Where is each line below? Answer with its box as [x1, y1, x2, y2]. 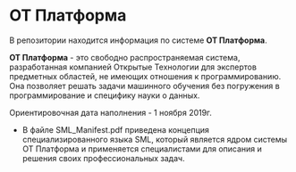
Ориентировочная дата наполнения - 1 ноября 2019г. [9, 107, 213, 118]
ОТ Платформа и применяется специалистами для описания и [21, 143, 262, 154]
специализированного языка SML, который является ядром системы [21, 134, 288, 144]
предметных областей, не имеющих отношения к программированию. [9, 70, 282, 81]
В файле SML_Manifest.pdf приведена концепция [21, 124, 210, 135]
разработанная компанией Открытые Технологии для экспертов [9, 61, 258, 72]
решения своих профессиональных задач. [21, 152, 185, 163]
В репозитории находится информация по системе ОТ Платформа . [9, 35, 268, 45]
